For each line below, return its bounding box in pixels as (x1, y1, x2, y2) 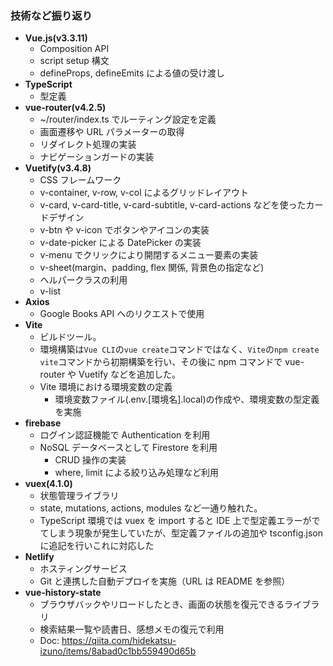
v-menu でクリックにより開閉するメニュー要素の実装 (39, 249, 258, 261)
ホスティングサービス (39, 563, 128, 575)
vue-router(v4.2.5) (24, 102, 107, 114)
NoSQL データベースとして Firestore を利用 (39, 442, 218, 454)
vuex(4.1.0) (24, 478, 73, 490)
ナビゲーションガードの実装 (39, 151, 155, 163)
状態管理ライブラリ (39, 490, 120, 502)
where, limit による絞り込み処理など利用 (54, 467, 219, 479)
